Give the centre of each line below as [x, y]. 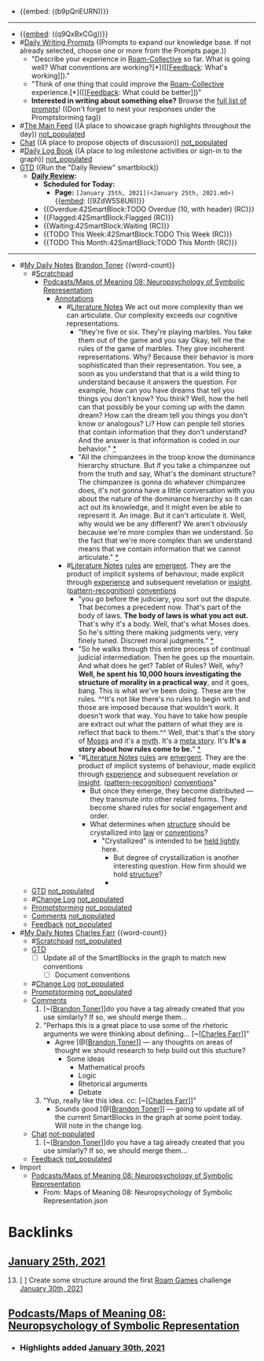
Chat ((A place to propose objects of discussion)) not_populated [123, 142]
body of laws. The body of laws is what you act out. [163, 615]
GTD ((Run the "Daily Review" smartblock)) [89, 167]
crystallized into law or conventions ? [149, 832]
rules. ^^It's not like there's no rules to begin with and [164, 699]
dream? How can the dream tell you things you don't [163, 415]
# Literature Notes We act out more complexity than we [155, 307]
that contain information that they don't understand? [163, 432]
